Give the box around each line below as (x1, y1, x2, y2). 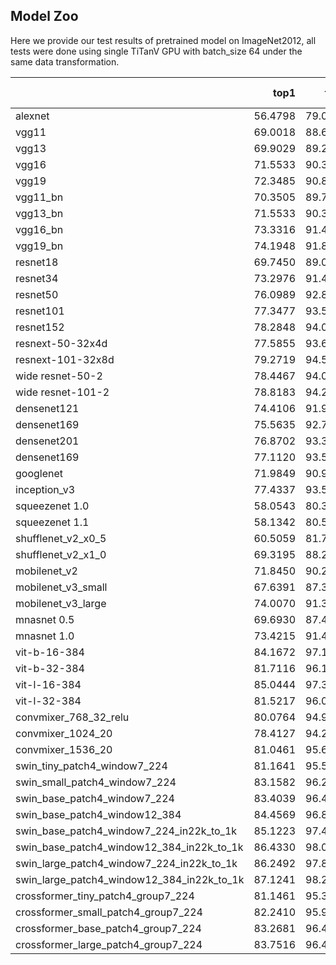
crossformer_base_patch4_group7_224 (15, 921, 202, 935)
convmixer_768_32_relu (15, 710, 130, 724)
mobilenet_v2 (15, 564, 78, 578)
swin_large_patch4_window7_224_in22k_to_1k (15, 856, 238, 870)
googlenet (15, 466, 64, 480)
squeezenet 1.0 (15, 499, 90, 513)
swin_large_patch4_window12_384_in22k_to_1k (15, 872, 245, 886)
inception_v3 (15, 482, 76, 496)
